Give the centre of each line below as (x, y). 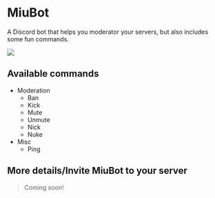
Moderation (33, 90)
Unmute (39, 119)
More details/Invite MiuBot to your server (98, 171)
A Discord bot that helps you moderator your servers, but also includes (108, 32)
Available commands (53, 74)
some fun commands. (38, 39)
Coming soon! (44, 187)
